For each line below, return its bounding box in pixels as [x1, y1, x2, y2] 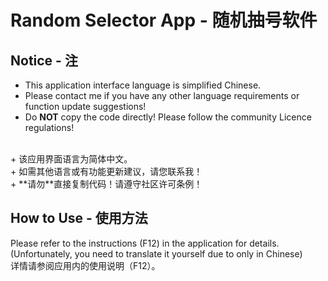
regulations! [24, 122, 75, 133]
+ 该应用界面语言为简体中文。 [10, 153, 133, 165]
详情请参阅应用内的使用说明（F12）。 [10, 259, 161, 271]
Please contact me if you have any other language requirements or [24, 90, 300, 101]
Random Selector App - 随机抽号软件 [10, 9, 318, 32]
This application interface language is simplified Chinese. [24, 79, 262, 91]
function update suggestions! [24, 101, 147, 112]
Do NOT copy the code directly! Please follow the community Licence [24, 111, 312, 123]
